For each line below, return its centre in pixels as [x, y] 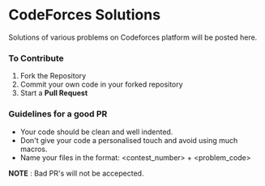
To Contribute [36, 58]
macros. [34, 149]
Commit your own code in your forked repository [102, 85]
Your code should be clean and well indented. [96, 132]
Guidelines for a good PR [58, 114]
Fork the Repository [53, 76]
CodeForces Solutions [84, 15]
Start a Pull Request [54, 93]
